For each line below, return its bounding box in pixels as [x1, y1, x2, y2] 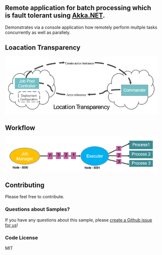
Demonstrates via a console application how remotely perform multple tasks [5, 24, 158, 30]
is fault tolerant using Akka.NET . [5, 12, 105, 20]
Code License [5, 234, 38, 241]
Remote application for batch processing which [5, 4, 151, 12]
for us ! [5, 222, 18, 228]
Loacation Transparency [5, 44, 81, 52]
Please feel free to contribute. [5, 194, 65, 200]
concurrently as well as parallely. [5, 29, 71, 35]
